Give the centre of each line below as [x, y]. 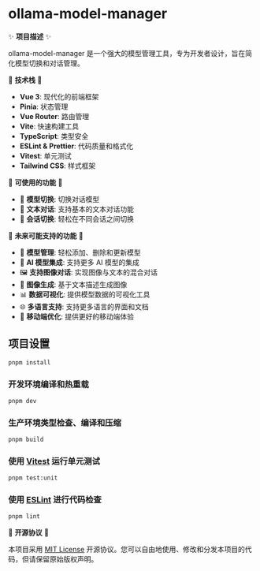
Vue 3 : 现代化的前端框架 [59, 96]
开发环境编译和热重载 [48, 384]
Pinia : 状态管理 [44, 106]
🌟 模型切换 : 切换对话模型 [59, 199]
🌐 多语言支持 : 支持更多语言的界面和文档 [84, 306]
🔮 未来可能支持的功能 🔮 [46, 235]
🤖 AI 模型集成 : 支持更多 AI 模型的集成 [79, 262]
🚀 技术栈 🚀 [25, 80]
